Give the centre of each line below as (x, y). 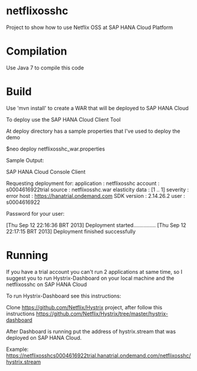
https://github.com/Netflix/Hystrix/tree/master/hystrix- (102, 314)
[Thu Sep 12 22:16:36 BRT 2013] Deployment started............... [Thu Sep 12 (96, 225)
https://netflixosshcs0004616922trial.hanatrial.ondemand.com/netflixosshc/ (98, 355)
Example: (17, 349)
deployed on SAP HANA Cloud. (44, 338)
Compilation (37, 51)
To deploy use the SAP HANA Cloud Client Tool (63, 119)
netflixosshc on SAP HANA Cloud (47, 284)
